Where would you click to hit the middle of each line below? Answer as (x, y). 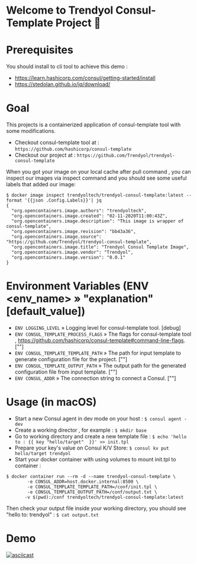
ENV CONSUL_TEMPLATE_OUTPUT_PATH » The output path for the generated (100, 366)
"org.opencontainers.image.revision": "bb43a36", (74, 232)
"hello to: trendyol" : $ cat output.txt (52, 514)
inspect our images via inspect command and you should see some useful (97, 178)
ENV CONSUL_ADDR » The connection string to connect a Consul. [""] (95, 378)
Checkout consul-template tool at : (57, 142)
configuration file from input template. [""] (66, 372)
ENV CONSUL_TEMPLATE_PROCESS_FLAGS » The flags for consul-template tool (103, 334)
